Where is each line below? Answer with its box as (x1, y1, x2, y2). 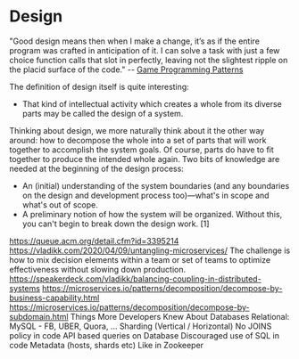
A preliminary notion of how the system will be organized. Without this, (21, 208, 283, 219)
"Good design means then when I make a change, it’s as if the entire (9, 36, 261, 46)
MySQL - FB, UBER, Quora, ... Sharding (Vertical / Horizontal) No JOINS (9, 321, 272, 331)
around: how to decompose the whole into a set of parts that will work (9, 135, 267, 145)
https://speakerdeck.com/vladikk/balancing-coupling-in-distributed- (9, 273, 262, 284)
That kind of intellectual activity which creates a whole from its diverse (21, 98, 283, 109)
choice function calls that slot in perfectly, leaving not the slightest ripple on (9, 54, 288, 65)
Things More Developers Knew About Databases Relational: (70, 311, 290, 322)
